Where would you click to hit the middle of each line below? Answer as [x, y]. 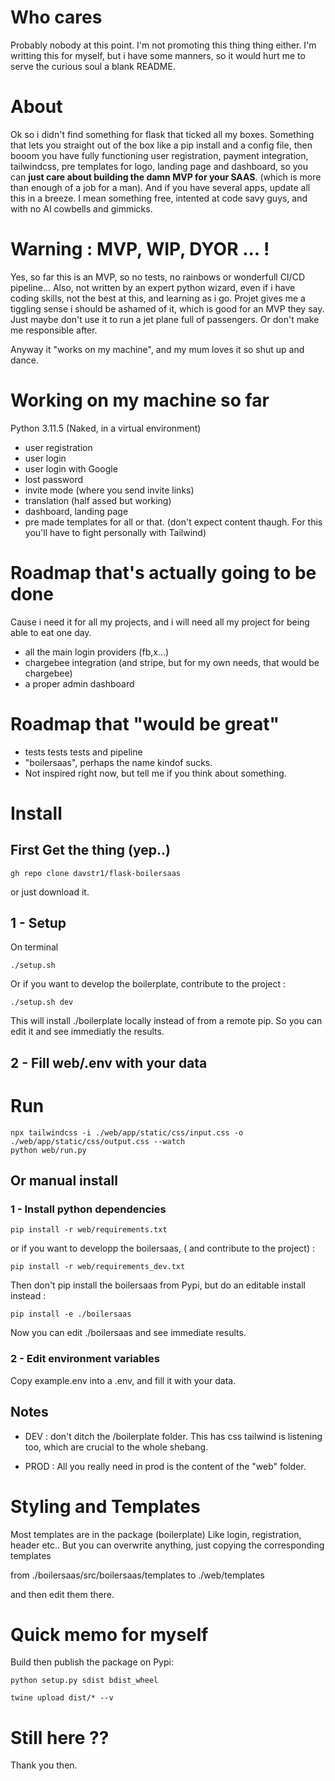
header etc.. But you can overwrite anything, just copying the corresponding [167, 1545]
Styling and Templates [105, 1506]
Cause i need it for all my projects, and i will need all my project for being [160, 622]
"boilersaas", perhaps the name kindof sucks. [118, 762]
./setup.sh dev [42, 1002]
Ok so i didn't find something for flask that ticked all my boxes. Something [162, 134]
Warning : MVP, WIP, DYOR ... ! [140, 249]
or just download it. [50, 892]
